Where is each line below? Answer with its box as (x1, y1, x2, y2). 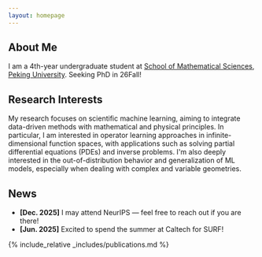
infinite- (205, 131, 232, 140)
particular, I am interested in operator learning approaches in (8, 131, 205, 140)
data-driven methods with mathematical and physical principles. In (8, 122, 224, 132)
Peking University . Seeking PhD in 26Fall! (8, 70, 142, 80)
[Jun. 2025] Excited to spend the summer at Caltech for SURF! (19, 225, 224, 234)
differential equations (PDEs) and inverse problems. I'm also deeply (8, 147, 227, 157)
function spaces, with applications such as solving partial (49, 139, 235, 148)
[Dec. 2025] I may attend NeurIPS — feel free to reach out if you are (19, 208, 242, 218)
